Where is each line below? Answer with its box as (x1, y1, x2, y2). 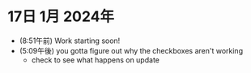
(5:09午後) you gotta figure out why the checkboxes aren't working (19, 45, 244, 55)
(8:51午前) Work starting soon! (19, 36, 121, 45)
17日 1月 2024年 (7, 7, 115, 26)
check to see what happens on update (31, 54, 160, 65)
